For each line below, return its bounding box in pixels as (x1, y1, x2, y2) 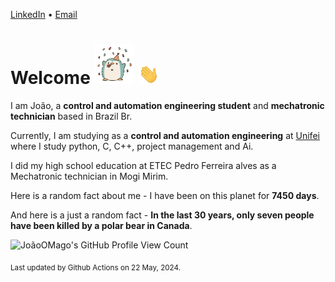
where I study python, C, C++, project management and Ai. (10, 140, 254, 152)
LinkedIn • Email (10, 9, 78, 20)
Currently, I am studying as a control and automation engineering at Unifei (10, 129, 320, 141)
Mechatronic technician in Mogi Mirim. (10, 170, 169, 182)
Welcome (10, 67, 91, 89)
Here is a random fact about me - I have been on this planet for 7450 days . (10, 189, 320, 201)
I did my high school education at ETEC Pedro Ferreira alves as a (10, 159, 277, 171)
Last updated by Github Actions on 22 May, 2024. (10, 262, 182, 273)
